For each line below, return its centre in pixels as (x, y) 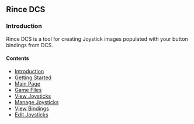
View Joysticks (33, 96)
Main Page (27, 83)
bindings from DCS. (30, 45)
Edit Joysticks (31, 114)
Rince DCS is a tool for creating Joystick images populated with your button (97, 39)
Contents (18, 58)
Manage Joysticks (37, 102)
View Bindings (32, 108)
